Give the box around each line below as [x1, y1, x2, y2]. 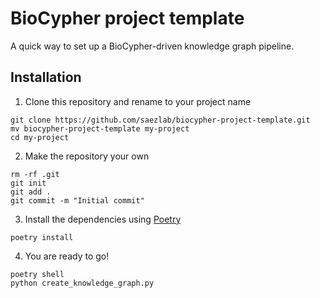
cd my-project [10, 132, 70, 142]
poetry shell [10, 269, 65, 279]
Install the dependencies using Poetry [24, 213, 182, 225]
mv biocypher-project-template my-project [10, 123, 190, 134]
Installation [10, 69, 82, 86]
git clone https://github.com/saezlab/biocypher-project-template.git [10, 115, 311, 125]
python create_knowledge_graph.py [10, 278, 155, 288]
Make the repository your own [24, 150, 150, 162]
